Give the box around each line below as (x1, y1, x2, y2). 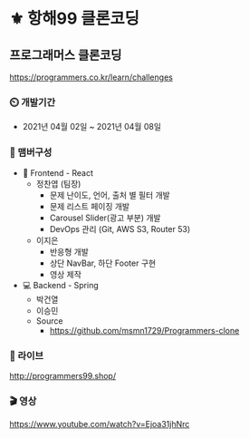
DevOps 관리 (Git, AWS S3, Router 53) (49, 223, 191, 234)
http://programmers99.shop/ (9, 370, 116, 381)
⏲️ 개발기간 (9, 96, 56, 109)
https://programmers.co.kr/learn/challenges (9, 72, 174, 83)
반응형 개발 (49, 246, 89, 257)
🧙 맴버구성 (9, 146, 53, 159)
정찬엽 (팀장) (35, 178, 81, 189)
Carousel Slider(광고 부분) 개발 (49, 212, 161, 223)
